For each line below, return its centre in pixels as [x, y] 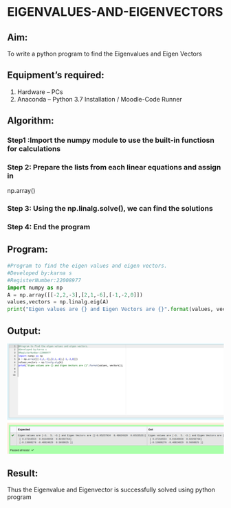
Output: [24, 331]
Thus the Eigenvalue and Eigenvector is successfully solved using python [111, 490]
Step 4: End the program [49, 227]
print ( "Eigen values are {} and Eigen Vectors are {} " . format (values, [110, 310]
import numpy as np [35, 288]
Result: [23, 473]
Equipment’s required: [56, 75]
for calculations [34, 149]
